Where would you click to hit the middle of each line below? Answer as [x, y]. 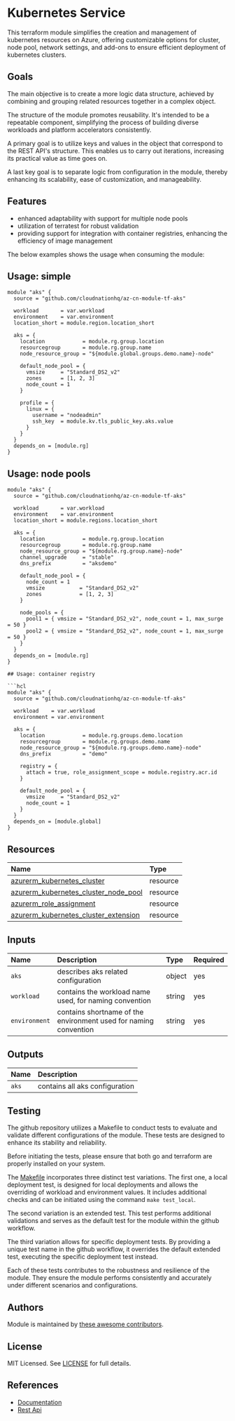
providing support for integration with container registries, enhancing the [122, 233]
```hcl [17, 687]
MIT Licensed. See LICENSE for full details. [69, 1363]
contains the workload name [104, 991]
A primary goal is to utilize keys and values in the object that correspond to [115, 143]
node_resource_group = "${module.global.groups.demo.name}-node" [117, 354]
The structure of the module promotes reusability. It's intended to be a [108, 114]
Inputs [22, 940]
